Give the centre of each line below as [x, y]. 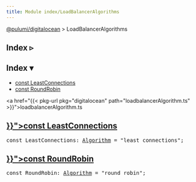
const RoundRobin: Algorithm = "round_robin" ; [76, 173]
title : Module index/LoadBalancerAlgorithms [63, 12]
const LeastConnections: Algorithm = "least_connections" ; [95, 140]
